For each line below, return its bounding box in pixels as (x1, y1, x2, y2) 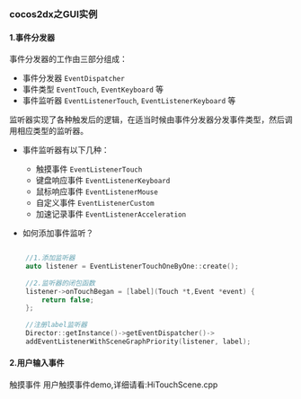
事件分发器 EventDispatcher (22, 73, 126, 84)
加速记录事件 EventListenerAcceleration (35, 208, 187, 219)
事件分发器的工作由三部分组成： (9, 54, 128, 65)
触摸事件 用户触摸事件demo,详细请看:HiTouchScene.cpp (9, 379, 218, 390)
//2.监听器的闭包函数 (25, 279, 96, 288)
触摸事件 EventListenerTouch (35, 164, 143, 174)
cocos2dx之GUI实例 (9, 7, 98, 20)
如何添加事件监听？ (22, 227, 94, 239)
